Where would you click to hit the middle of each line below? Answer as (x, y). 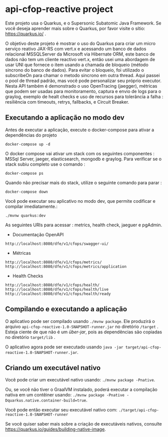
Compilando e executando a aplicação (66, 309)
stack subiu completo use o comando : (45, 164)
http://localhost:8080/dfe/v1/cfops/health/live (57, 289)
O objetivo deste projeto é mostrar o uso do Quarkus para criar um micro (80, 43)
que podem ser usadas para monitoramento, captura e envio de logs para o (83, 91)
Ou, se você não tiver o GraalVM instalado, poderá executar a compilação (81, 389)
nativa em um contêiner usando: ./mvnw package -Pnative (65, 395)
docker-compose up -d (28, 144)
